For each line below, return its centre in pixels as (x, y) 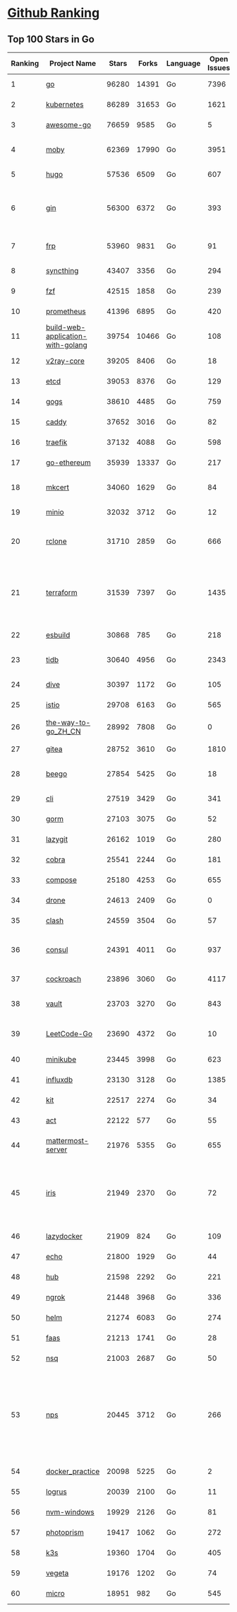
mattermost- (67, 1141)
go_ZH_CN (63, 731)
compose (61, 880)
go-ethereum (68, 463)
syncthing (62, 271)
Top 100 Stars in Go (51, 39)
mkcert (57, 487)
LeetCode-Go (69, 1034)
